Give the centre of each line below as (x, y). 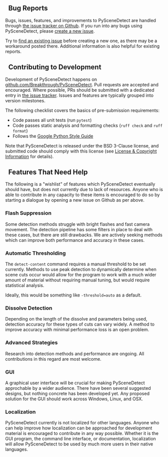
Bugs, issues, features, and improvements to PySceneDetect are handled (81, 20)
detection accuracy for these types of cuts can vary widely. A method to (80, 324)
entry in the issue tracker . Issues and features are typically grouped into (79, 95)
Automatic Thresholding (36, 253)
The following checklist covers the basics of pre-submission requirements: (82, 110)
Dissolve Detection (29, 308)
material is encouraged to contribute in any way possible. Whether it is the (82, 433)
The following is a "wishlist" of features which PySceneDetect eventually (80, 184)
